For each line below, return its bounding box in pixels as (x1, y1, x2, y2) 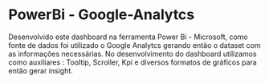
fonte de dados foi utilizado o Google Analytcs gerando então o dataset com (8, 40, 261, 49)
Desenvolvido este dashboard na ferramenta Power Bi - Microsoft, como (8, 32, 248, 41)
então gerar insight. (8, 65, 74, 75)
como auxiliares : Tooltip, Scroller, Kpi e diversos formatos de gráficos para (8, 57, 257, 67)
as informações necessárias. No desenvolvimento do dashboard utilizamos (8, 49, 257, 58)
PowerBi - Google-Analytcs (8, 6, 195, 24)
